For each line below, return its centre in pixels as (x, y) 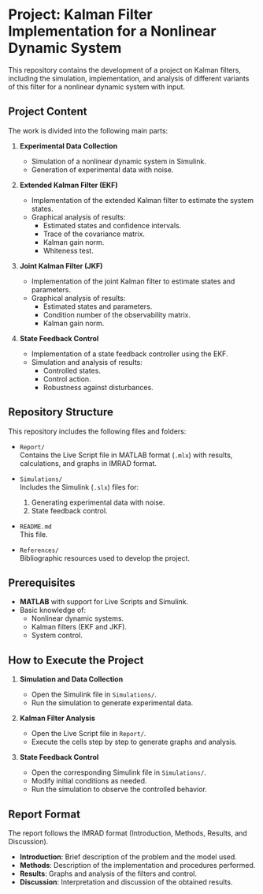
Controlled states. (72, 370)
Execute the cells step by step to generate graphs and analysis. (134, 742)
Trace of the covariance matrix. (94, 234)
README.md (36, 527)
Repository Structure (61, 412)
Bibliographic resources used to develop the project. (105, 558)
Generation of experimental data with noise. (102, 169)
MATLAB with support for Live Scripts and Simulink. (104, 602)
